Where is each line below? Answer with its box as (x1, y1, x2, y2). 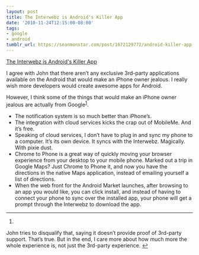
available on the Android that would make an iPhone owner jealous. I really (6, 75, 188, 83)
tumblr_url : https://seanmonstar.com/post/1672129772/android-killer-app (6, 42, 192, 48)
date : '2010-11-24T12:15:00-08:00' (6, 20, 94, 26)
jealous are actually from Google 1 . (6, 100, 89, 108)
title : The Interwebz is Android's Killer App (6, 14, 123, 20)
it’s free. (14, 125, 35, 132)
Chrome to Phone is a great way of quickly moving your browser (14, 150, 172, 157)
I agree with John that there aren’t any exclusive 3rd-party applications (6, 69, 179, 76)
